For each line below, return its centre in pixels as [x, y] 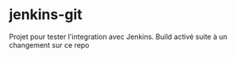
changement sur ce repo [49, 44]
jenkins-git [46, 15]
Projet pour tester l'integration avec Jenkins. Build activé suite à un [118, 37]
